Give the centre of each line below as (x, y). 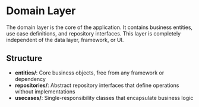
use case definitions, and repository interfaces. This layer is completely (94, 33)
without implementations (45, 91)
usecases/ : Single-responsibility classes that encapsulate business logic (104, 98)
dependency (30, 79)
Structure (24, 58)
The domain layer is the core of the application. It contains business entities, (99, 27)
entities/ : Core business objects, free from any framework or (89, 73)
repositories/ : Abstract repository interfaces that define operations (97, 85)
